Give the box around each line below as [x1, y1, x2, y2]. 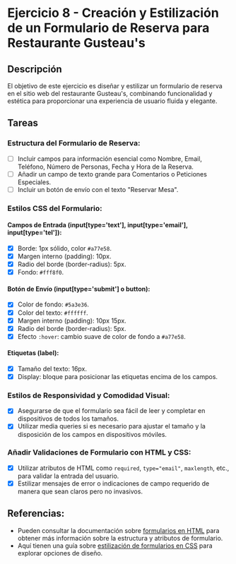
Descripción [7, 63, 62, 75]
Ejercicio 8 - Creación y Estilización [7, 5, 219, 21]
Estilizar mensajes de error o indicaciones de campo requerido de [17, 479, 210, 488]
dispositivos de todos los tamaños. [17, 414, 119, 423]
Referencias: [7, 508, 65, 520]
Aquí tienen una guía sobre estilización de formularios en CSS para [17, 541, 213, 550]
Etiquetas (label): [7, 349, 59, 357]
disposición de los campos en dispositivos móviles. [17, 430, 167, 438]
